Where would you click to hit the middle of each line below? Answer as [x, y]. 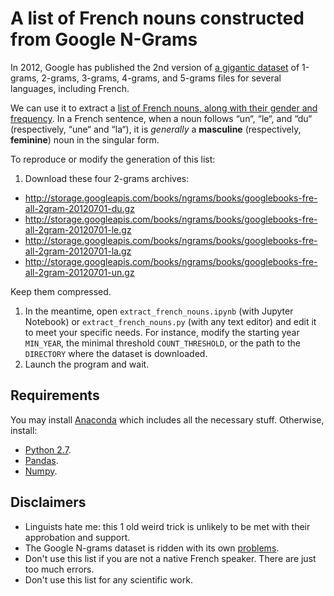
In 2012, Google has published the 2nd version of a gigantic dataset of [155, 67]
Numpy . [41, 471]
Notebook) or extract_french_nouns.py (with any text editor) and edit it [170, 321]
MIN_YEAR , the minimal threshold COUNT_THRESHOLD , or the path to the [162, 343]
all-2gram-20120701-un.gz [79, 272]
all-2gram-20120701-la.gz [78, 251]
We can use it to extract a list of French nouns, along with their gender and [164, 108]
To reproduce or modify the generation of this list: [113, 159]
